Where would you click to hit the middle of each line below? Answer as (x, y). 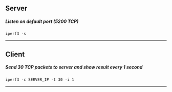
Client (15, 54)
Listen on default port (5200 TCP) (42, 21)
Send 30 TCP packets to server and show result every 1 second (74, 67)
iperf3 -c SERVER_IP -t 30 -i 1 (40, 79)
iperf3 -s (16, 34)
